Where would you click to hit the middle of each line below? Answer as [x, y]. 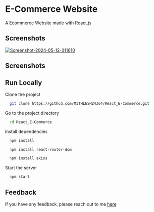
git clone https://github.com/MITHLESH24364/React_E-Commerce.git [79, 103]
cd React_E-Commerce [31, 122]
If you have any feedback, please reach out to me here [61, 204]
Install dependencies [26, 131]
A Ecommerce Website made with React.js [48, 23]
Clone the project [23, 94]
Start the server [21, 168]
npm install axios [29, 158]
